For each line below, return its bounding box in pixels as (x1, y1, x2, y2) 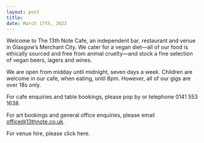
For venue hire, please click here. (6, 130, 91, 137)
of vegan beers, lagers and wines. (6, 56, 93, 64)
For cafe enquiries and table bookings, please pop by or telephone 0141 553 (6, 93, 198, 101)
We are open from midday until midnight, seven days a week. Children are (6, 68, 193, 76)
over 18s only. (6, 81, 42, 89)
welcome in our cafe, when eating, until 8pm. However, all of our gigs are (6, 75, 191, 82)
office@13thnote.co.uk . (6, 118, 66, 125)
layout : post (6, 9, 40, 15)
